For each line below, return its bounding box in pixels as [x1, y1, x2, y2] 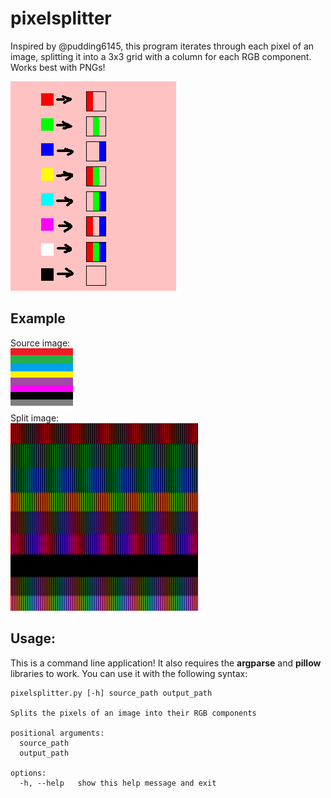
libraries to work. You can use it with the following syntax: [10, 667, 248, 679]
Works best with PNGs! [10, 61, 106, 73]
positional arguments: [10, 728, 105, 738]
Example [10, 310, 66, 327]
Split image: [10, 412, 60, 424]
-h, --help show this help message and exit [19, 778, 217, 788]
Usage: [10, 630, 57, 647]
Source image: [10, 337, 71, 349]
